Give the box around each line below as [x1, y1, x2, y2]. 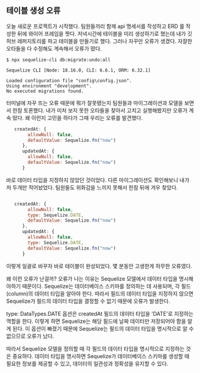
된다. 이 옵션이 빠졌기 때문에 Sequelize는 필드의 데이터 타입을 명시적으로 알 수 [12, 325, 194, 332]
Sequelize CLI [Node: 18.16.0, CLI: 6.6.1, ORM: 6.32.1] [6, 67, 151, 73]
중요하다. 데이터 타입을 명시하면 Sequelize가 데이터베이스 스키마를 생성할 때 [12, 352, 190, 359]
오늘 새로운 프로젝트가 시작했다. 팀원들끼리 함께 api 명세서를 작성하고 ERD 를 [6, 23, 185, 30]
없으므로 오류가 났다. [6, 332, 54, 340]
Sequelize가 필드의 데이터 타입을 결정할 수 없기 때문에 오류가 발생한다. [6, 297, 170, 304]
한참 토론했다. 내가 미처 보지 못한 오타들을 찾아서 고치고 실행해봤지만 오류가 [12, 107, 188, 114]
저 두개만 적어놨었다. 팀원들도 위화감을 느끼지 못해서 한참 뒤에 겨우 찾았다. [6, 184, 178, 191]
